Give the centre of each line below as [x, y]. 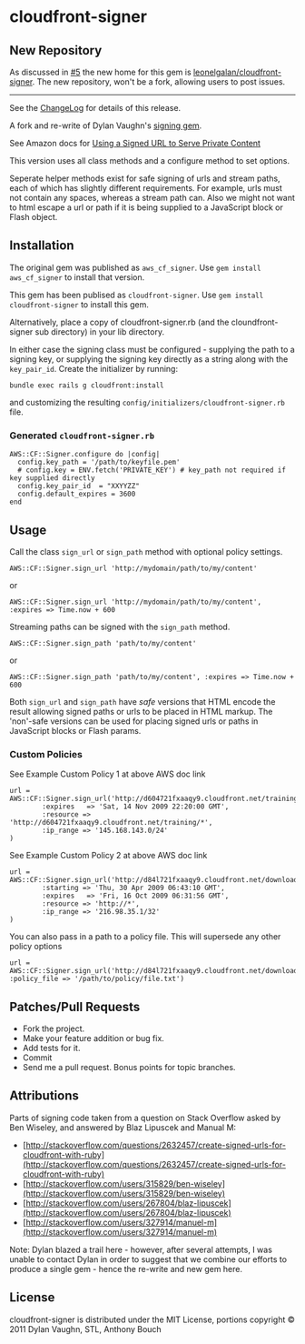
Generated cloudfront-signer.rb [82, 436]
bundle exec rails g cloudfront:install [87, 385]
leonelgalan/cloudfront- [237, 72]
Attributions [44, 1096]
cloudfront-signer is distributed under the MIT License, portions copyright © [152, 1319]
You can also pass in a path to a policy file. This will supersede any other [145, 937]
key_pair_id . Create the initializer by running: [94, 368]
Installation [42, 246]
